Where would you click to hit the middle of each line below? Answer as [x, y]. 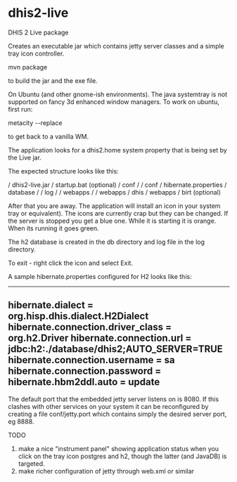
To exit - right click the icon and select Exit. [70, 263]
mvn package [28, 67]
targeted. [31, 463]
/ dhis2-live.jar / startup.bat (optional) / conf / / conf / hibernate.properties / [117, 185]
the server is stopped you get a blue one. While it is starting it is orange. [112, 221]
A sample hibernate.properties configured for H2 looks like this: [100, 276]
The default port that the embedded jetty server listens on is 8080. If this [114, 399]
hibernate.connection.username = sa [91, 360]
